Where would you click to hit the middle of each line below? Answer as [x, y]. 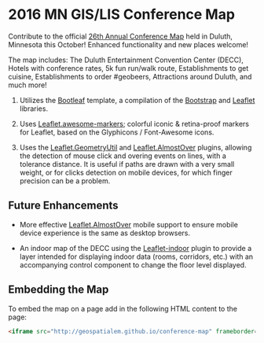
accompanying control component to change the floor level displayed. [133, 264]
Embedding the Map [59, 290]
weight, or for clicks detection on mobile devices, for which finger [126, 172]
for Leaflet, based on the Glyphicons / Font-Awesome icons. [117, 132]
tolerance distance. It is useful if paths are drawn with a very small [127, 164]
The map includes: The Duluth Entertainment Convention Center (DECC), [126, 60]
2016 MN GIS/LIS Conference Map [122, 15]
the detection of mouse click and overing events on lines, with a [123, 156]
